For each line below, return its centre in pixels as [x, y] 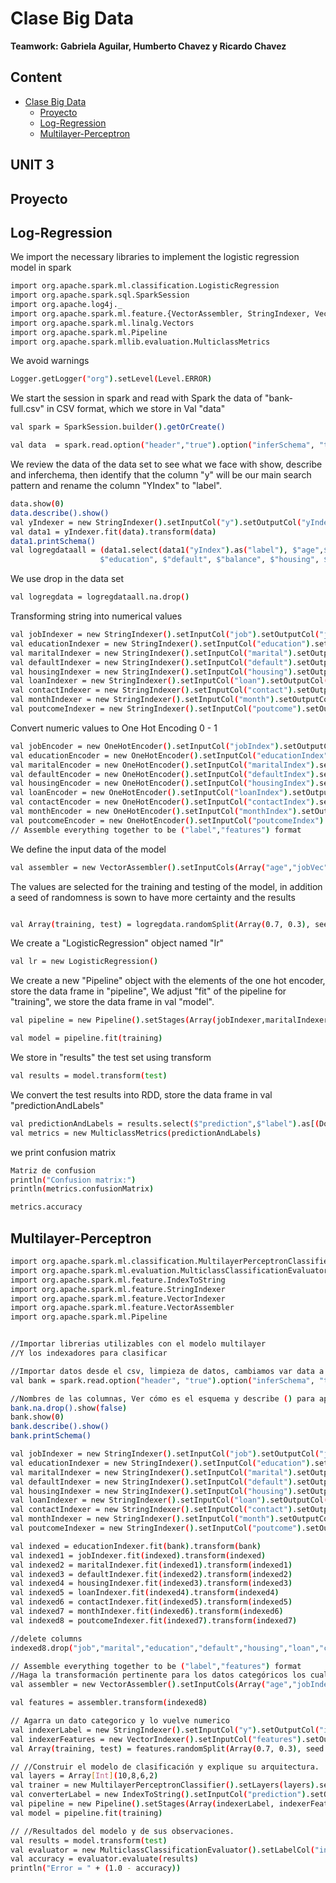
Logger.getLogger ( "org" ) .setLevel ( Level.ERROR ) [111, 379]
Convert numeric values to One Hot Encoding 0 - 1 [114, 728]
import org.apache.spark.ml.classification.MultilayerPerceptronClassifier [171, 1262]
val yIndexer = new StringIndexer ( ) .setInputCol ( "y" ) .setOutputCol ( [156, 522]
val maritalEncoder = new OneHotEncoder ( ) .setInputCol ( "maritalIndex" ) [162, 765]
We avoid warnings [50, 361]
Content [36, 77]
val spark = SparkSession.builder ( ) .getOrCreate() [118, 427]
